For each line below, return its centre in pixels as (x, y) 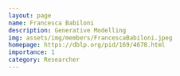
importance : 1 (32, 52)
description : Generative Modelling (67, 30)
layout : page (30, 15)
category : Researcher (44, 60)
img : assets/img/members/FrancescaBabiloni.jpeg (90, 38)
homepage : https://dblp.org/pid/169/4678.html (87, 45)
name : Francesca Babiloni (51, 23)
